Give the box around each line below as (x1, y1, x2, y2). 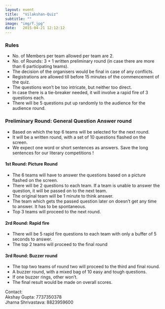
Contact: (5, 289, 23, 295)
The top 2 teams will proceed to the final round (12, 241, 107, 247)
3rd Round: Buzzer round (5, 252, 58, 259)
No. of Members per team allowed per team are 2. (12, 53, 114, 59)
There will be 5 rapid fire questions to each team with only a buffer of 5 (12, 231, 157, 237)
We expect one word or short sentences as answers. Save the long (12, 144, 149, 150)
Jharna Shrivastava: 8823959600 (5, 299, 74, 306)
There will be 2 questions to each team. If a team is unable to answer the (12, 182, 160, 188)
